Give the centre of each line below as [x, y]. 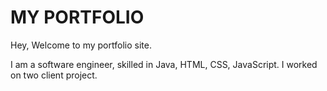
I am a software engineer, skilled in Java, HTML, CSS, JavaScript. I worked [164, 64]
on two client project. [54, 75]
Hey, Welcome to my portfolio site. [81, 45]
